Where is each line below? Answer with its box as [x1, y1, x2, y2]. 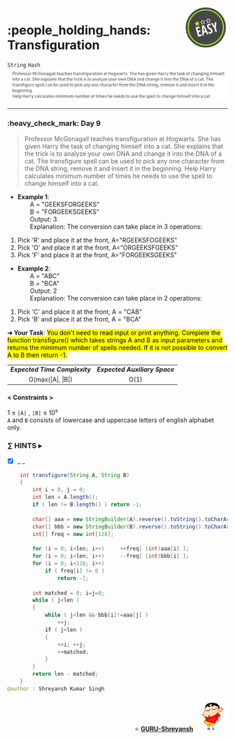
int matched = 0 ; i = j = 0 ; [32, 589, 105, 597]
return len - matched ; [32, 671, 99, 678]
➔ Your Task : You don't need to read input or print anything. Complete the [7, 328, 221, 337]
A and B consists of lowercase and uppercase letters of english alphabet [7, 416, 215, 424]
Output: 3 [29, 215, 57, 223]
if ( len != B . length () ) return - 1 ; [32, 501, 143, 508]
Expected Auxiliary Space [97, 365, 175, 374]
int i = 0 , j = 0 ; [32, 486, 86, 493]
